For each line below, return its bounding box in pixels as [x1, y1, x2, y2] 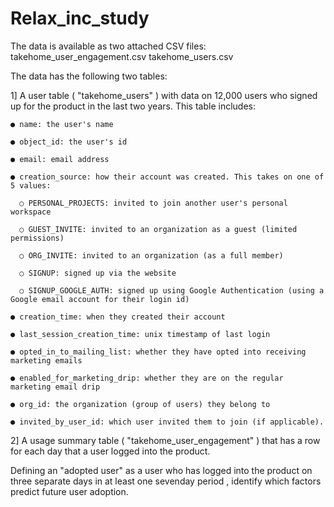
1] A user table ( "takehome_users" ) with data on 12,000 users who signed [10, 89, 318, 101]
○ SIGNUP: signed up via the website [19, 268, 177, 278]
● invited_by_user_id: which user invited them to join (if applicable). [10, 417, 325, 427]
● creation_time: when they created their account [10, 312, 226, 322]
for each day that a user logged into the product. [10, 445, 211, 457]
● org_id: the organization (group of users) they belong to [10, 399, 271, 409]
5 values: [10, 180, 52, 191]
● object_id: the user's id [10, 137, 128, 147]
